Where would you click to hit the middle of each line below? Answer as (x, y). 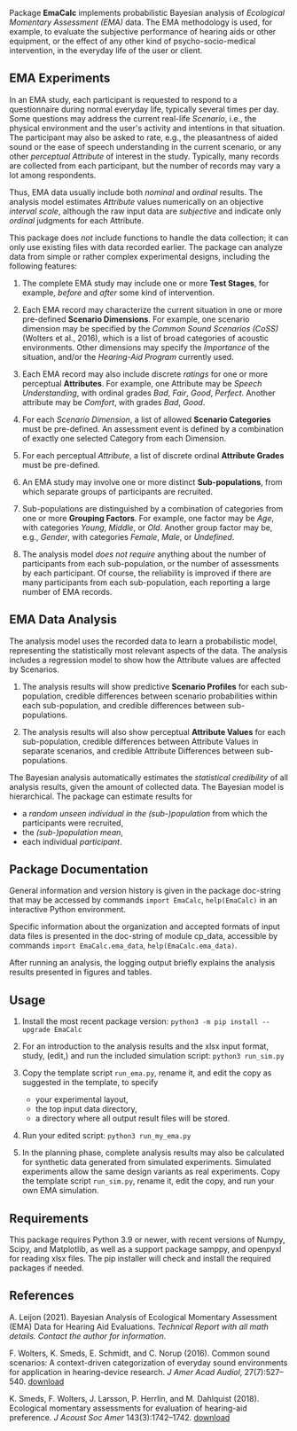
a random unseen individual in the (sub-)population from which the (145, 813)
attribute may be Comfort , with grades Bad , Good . (113, 402)
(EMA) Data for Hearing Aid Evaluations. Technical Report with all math (139, 1326)
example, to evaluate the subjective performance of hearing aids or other (143, 31)
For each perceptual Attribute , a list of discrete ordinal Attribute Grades (153, 455)
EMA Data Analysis (63, 620)
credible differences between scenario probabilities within (171, 696)
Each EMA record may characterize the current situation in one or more (152, 309)
